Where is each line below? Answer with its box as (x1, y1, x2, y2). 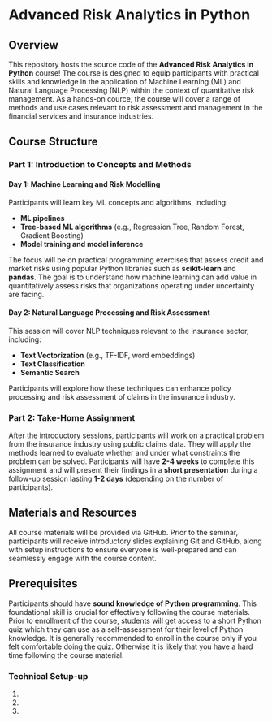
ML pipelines (19, 213, 65, 223)
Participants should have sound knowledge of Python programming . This (8, 599, 257, 608)
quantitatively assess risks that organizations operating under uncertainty (8, 280, 255, 290)
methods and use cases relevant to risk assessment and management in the (8, 103, 263, 112)
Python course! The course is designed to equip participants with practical (8, 68, 260, 78)
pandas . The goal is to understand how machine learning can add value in (8, 272, 257, 282)
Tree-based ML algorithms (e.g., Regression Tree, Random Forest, (19, 222, 245, 231)
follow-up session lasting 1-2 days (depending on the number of (8, 473, 224, 484)
